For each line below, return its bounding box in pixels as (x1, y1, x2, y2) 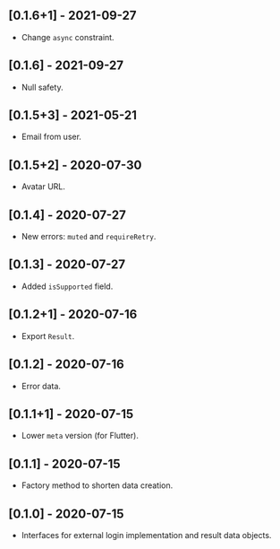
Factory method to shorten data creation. (21, 480, 174, 491)
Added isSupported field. (21, 281, 114, 292)
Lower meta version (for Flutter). (21, 431, 140, 441)
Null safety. (21, 82, 64, 92)
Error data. (21, 380, 62, 391)
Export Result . (21, 330, 75, 341)
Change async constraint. (21, 31, 115, 42)
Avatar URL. (21, 181, 66, 192)
